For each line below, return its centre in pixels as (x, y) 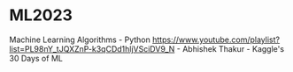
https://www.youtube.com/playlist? (216, 40)
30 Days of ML (36, 58)
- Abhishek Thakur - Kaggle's (231, 48)
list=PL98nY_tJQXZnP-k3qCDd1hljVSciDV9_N (92, 48)
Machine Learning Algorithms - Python (80, 40)
